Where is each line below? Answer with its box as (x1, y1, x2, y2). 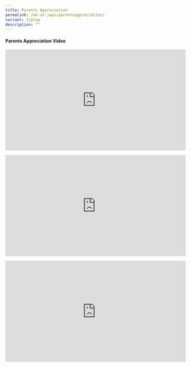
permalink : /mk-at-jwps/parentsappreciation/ (5, 12, 105, 17)
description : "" (5, 22, 40, 27)
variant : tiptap (5, 17, 40, 22)
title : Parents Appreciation (5, 7, 68, 13)
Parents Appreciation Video (5, 38, 66, 44)
